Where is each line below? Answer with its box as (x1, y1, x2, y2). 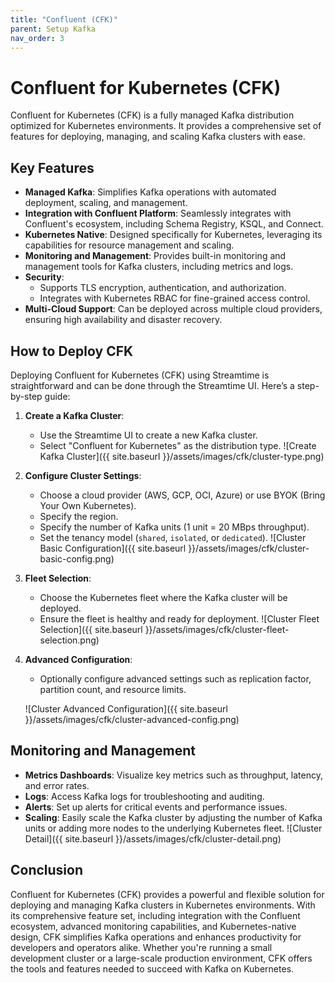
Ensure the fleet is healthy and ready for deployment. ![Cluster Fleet (39, 612, 320, 625)
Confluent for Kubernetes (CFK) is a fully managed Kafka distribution (10, 109, 295, 121)
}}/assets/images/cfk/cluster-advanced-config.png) (24, 713, 240, 725)
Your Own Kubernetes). (39, 499, 137, 511)
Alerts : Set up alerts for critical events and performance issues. (24, 801, 288, 813)
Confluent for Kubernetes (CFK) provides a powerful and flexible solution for (10, 888, 325, 900)
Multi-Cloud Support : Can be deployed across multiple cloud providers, (24, 303, 323, 315)
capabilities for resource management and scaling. (24, 239, 235, 251)
